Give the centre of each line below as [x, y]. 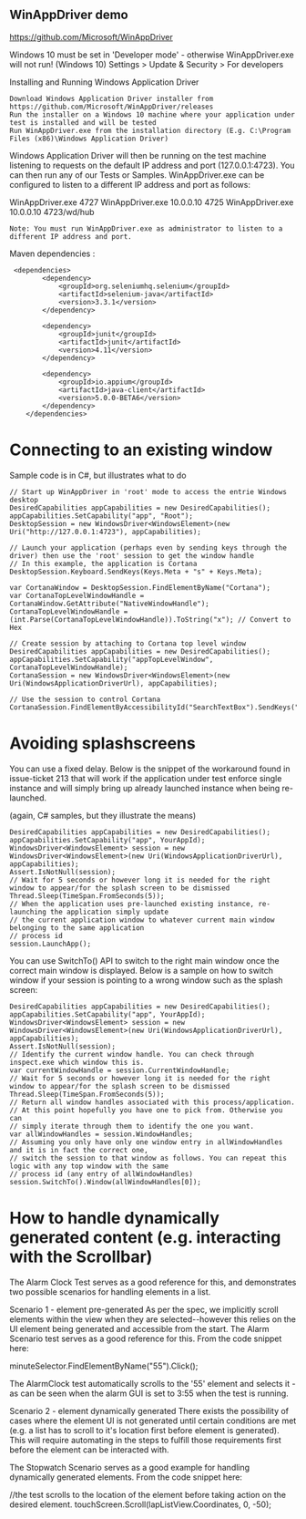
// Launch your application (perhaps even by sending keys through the [148, 548]
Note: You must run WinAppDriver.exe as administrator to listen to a [146, 228]
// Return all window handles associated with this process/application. [153, 1102]
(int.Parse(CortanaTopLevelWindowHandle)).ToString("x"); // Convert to [150, 619]
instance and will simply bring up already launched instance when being [145, 788]
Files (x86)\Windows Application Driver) [89, 139]
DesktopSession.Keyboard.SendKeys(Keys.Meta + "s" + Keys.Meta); [136, 572]
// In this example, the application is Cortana [103, 563]
